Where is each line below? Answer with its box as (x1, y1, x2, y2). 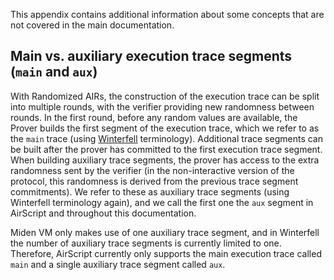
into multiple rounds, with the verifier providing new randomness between (10, 100, 315, 113)
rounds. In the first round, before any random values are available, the (10, 111, 298, 123)
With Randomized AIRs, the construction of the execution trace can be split (10, 90, 320, 102)
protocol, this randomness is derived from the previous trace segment (10, 175, 299, 187)
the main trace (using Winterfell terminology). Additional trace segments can (10, 132, 323, 144)
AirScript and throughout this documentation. (10, 207, 197, 219)
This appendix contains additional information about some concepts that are (10, 9, 325, 20)
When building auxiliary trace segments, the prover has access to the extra (10, 154, 320, 166)
